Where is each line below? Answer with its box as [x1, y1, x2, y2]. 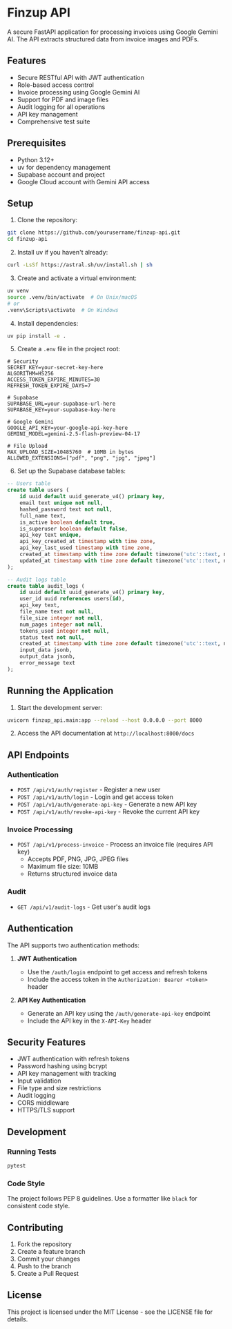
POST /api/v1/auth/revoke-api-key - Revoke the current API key [17, 807, 200, 816]
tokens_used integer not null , [19, 627, 110, 634]
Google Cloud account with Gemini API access [17, 177, 150, 186]
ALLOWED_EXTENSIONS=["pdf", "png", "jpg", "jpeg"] [7, 455, 156, 462]
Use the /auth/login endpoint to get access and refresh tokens [27, 967, 208, 976]
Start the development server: [17, 703, 103, 711]
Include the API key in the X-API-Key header [27, 1016, 152, 1025]
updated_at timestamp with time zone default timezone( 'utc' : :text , [19, 557, 221, 564]
